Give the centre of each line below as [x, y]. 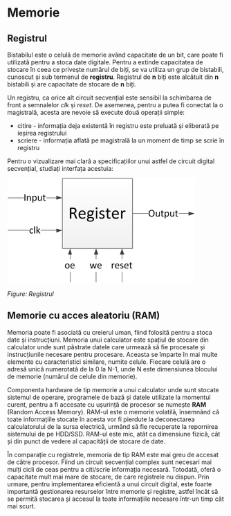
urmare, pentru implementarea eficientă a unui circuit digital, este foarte [110, 484]
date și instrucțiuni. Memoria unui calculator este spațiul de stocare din [108, 340]
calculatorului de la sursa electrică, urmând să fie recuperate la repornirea [113, 426]
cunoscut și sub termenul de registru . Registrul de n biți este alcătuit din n [113, 77]
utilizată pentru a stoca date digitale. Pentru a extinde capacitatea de [105, 62]
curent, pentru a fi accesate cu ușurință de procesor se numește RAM [107, 404]
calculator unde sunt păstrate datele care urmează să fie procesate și [106, 347]
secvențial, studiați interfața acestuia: [61, 168]
